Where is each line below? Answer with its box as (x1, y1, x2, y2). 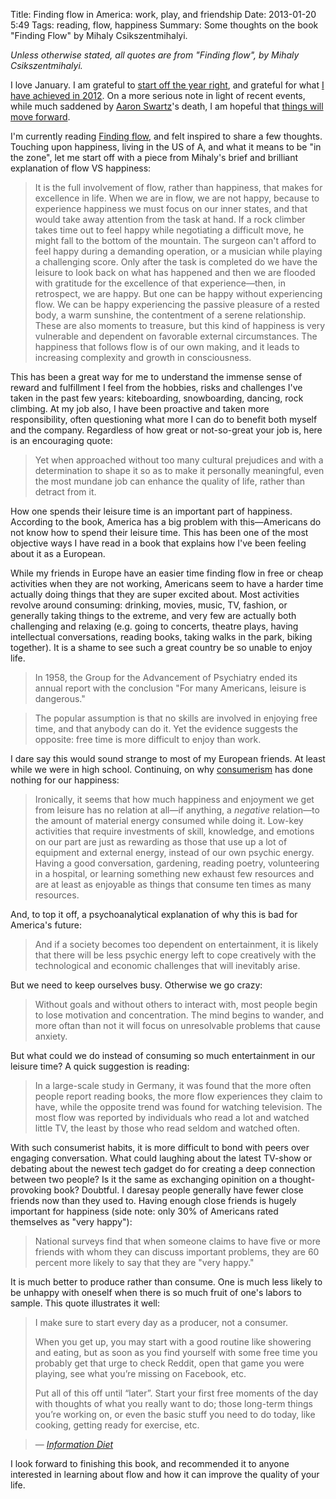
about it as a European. (10, 548, 106, 559)
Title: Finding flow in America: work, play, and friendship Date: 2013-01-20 (10, 9, 317, 20)
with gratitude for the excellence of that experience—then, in (34, 277, 286, 289)
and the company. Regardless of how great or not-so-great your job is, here (10, 424, 323, 436)
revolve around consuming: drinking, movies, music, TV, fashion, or (10, 599, 288, 611)
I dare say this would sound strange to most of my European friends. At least (10, 753, 326, 764)
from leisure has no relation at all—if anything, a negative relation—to (34, 804, 320, 816)
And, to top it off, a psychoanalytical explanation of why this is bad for (10, 909, 298, 920)
